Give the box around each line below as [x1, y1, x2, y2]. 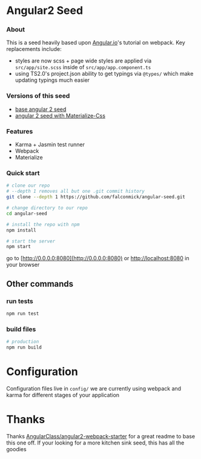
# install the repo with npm [6, 221, 80, 227]
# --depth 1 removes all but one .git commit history [6, 189, 145, 195]
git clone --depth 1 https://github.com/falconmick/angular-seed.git [6, 194, 186, 200]
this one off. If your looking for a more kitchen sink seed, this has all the [6, 439, 185, 446]
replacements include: [6, 45, 62, 53]
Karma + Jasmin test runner [15, 141, 85, 149]
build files [6, 325, 36, 333]
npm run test [6, 310, 39, 317]
